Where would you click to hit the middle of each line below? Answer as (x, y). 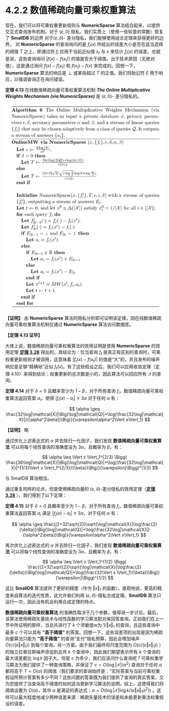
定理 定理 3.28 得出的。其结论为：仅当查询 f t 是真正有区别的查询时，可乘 (85, 353)
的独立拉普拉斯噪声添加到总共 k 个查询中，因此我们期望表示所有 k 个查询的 (83, 652)
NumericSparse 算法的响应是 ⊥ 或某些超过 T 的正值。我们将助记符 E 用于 (82, 73)
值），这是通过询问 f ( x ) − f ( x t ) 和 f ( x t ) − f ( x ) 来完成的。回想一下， (72, 66)
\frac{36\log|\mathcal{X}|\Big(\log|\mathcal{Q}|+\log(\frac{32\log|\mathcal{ (84, 462)
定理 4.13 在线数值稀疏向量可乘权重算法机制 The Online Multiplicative (78, 90)
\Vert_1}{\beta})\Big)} (138, 572)
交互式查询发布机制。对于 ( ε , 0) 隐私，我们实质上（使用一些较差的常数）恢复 (84, 31)
